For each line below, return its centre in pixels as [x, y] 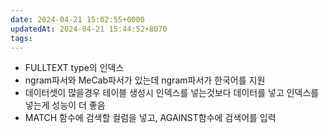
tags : [21, 38]
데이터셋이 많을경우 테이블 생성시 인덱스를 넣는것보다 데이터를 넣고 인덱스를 [172, 93]
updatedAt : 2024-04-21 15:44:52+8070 [89, 29]
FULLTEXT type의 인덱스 [74, 68]
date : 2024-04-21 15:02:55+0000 [77, 19]
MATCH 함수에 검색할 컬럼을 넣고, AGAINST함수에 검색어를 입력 [150, 118]
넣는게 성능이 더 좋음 [65, 105]
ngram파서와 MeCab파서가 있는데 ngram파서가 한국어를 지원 [145, 80]
